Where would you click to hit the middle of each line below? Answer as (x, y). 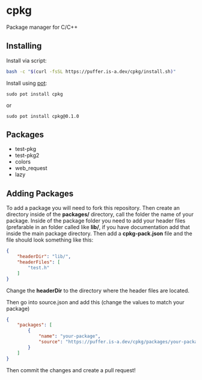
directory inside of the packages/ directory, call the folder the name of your (100, 215)
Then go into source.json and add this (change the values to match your (95, 302)
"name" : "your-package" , (69, 336)
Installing (24, 46)
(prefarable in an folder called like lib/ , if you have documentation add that (98, 227)
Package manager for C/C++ (42, 27)
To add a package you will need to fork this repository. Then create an (93, 208)
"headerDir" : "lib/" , (44, 257)
